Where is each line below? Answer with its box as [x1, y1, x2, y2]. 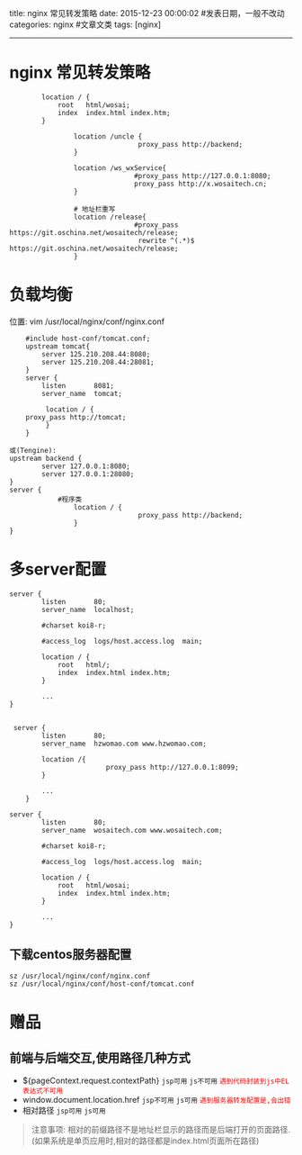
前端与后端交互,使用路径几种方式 [9, 1051, 191, 1066]
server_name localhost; [41, 605, 135, 614]
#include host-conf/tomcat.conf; [25, 334, 151, 343]
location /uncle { [73, 131, 143, 141]
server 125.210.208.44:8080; [41, 349, 151, 358]
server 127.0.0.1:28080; [41, 469, 135, 479]
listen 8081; [41, 381, 115, 390]
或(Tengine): [9, 446, 57, 455]
